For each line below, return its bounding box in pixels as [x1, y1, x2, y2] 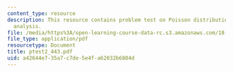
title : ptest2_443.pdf [7, 49, 73, 56]
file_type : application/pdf [7, 36, 89, 43]
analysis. [13, 23, 42, 29]
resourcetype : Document [7, 42, 76, 49]
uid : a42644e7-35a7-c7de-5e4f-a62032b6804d [7, 55, 135, 62]
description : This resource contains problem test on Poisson [7, 16, 191, 23]
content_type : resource [7, 10, 76, 17]
